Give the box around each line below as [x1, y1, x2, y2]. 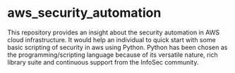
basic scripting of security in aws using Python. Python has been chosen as [7, 43, 228, 51]
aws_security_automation [7, 5, 162, 21]
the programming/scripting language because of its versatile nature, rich [7, 51, 219, 59]
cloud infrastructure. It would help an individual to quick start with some [7, 35, 217, 44]
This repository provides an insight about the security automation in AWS [7, 28, 220, 36]
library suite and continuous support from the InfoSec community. [7, 58, 199, 66]
